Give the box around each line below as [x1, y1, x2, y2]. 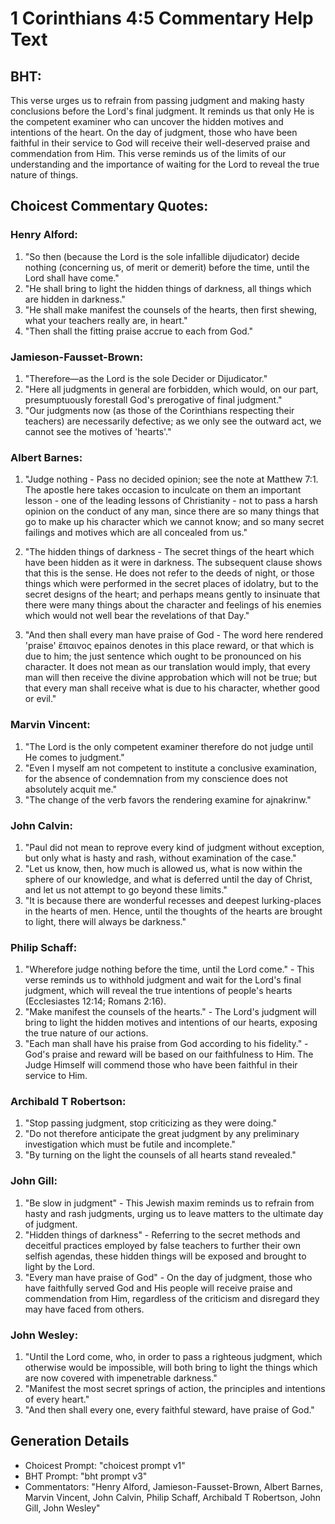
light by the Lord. [24, 1260, 95, 1272]
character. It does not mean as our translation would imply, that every [24, 661, 311, 673]
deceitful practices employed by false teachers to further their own [24, 1239, 301, 1251]
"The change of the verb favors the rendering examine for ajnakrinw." [24, 793, 312, 806]
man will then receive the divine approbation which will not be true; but [24, 672, 318, 684]
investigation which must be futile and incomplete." [24, 1138, 236, 1151]
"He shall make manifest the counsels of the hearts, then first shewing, [24, 303, 317, 316]
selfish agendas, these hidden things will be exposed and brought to [24, 1250, 307, 1262]
